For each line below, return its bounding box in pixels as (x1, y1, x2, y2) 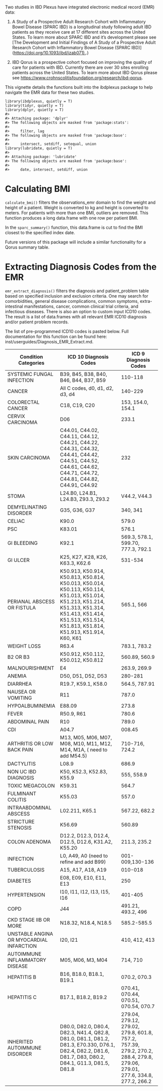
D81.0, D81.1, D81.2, (60, 1035, 110, 1042)
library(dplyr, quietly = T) (5, 107, 64, 112)
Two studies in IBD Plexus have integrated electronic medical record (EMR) (5, 4, 155, 10)
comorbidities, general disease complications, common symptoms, (5, 298, 139, 304)
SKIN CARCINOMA (7, 454, 50, 461)
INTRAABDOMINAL (7, 804, 52, 811)
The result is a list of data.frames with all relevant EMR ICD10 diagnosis (5, 314, 147, 319)
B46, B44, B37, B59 (60, 377, 106, 383)
